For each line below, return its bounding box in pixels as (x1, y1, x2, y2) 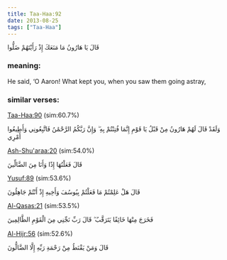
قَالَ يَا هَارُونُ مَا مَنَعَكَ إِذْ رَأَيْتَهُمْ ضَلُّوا (7, 43, 99, 52)
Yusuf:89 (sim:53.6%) (7, 173, 72, 182)
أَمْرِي (7, 132, 21, 141)
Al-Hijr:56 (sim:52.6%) (7, 229, 73, 238)
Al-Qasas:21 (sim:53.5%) (7, 201, 80, 210)
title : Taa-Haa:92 (7, 10, 62, 18)
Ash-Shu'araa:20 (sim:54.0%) (7, 146, 95, 155)
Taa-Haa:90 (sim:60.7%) (7, 111, 79, 119)
